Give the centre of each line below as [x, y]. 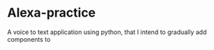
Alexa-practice [52, 13]
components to [29, 39]
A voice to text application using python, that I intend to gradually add [107, 32]
